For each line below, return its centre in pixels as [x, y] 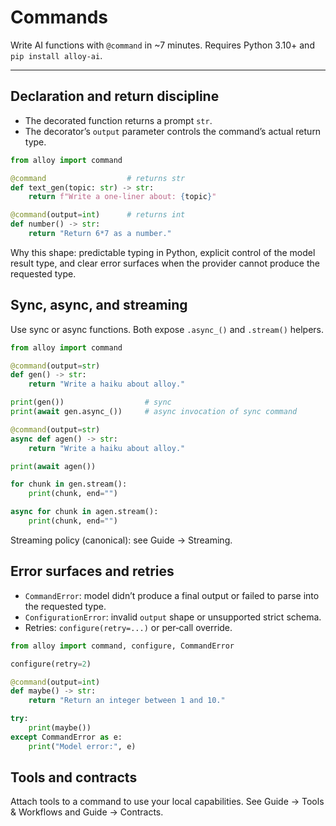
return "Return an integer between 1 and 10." [127, 701]
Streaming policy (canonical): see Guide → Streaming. [121, 540]
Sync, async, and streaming [99, 305]
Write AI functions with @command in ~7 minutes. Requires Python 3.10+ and [162, 45]
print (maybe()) [60, 728]
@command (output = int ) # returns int [98, 215]
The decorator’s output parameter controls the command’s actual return [173, 131]
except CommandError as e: [66, 737]
